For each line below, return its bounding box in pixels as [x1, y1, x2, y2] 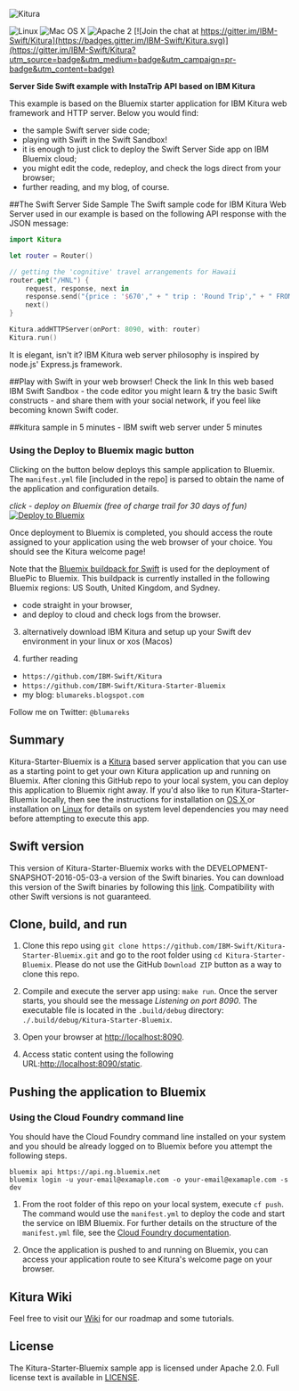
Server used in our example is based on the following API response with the [9, 209, 287, 218]
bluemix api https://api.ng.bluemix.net [9, 1168, 162, 1177]
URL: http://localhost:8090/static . [21, 1058, 143, 1069]
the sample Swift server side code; [21, 125, 150, 136]
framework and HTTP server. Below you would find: [9, 108, 199, 118]
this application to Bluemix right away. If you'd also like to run [9, 785, 234, 795]
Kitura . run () [9, 333, 58, 342]
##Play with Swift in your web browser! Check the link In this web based [9, 375, 274, 387]
